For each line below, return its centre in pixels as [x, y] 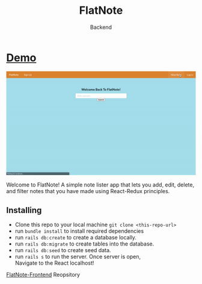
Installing [24, 210]
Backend [101, 27]
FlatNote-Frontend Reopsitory [43, 275]
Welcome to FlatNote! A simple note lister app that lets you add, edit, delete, [100, 185]
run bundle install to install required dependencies [79, 231]
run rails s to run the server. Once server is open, [78, 257]
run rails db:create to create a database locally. [76, 238]
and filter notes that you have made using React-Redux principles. [88, 191]
